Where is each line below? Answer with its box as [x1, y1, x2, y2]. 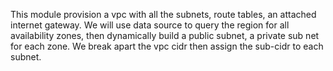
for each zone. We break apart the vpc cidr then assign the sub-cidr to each [10, 40, 324, 52]
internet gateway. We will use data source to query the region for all [10, 19, 290, 31]
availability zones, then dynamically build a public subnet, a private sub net [10, 30, 320, 41]
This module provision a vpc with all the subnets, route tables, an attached [10, 9, 317, 20]
